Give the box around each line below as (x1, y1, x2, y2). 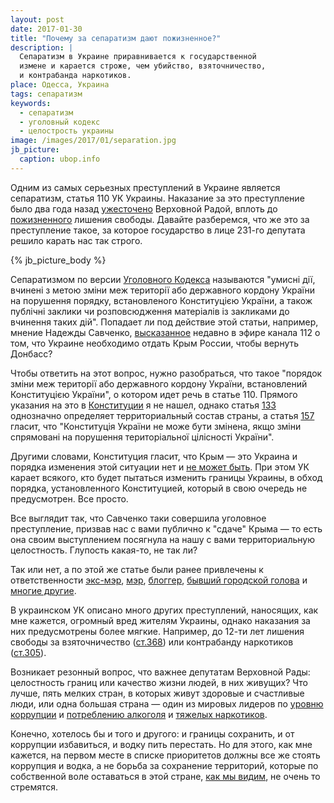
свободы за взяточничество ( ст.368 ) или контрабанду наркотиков (10, 636, 294, 648)
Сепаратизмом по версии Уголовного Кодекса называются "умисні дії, (10, 273, 316, 285)
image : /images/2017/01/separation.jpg (10, 136, 177, 146)
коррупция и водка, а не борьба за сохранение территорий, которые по (10, 759, 319, 771)
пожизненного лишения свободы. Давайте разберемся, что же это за (10, 213, 310, 225)
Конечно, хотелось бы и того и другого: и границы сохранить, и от (10, 727, 295, 740)
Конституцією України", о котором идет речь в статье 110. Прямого (10, 388, 298, 400)
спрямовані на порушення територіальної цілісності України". (10, 431, 275, 443)
